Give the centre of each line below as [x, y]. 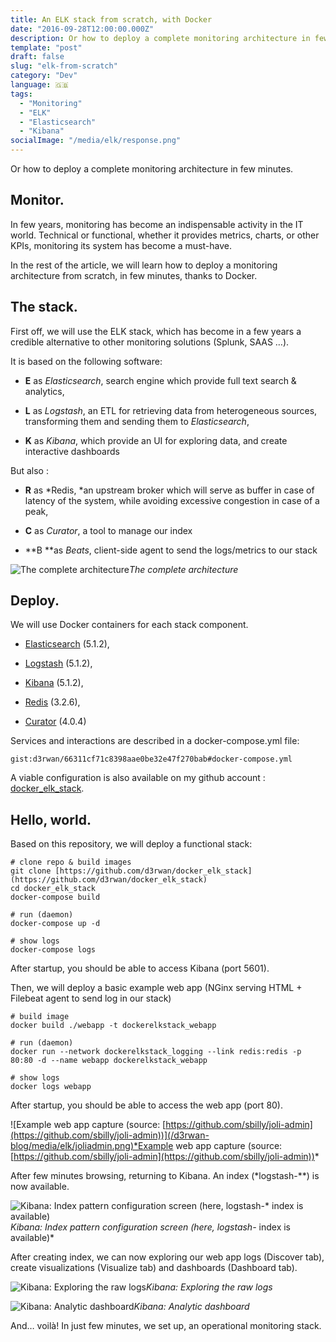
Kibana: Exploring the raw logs [209, 1287]
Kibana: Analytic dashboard [191, 1307]
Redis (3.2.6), [52, 702]
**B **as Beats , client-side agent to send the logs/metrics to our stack [171, 550]
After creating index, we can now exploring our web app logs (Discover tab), [167, 1257]
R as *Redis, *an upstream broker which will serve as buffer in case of [169, 490]
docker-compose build [55, 897]
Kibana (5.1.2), [54, 683]
